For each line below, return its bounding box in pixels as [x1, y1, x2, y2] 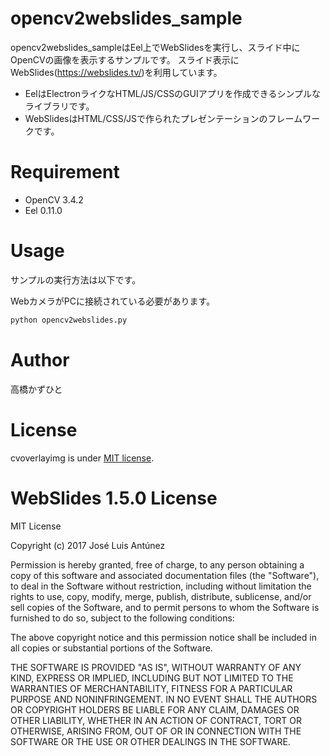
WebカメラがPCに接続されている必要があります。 [10, 295, 216, 307]
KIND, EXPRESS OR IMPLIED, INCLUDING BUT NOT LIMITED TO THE [10, 672, 294, 684]
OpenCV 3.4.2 [24, 193, 84, 206]
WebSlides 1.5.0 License [10, 487, 218, 509]
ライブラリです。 [24, 100, 95, 112]
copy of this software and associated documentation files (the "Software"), [10, 569, 320, 581]
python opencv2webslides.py [10, 315, 128, 325]
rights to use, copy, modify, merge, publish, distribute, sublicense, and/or [10, 590, 312, 602]
